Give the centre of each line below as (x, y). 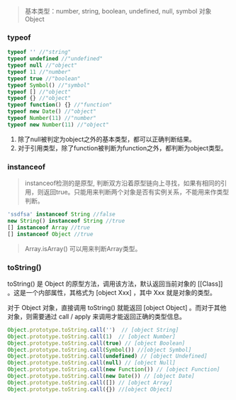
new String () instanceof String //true (66, 221)
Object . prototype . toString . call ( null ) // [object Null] (91, 363)
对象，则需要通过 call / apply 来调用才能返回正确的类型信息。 (96, 316)
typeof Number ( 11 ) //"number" (52, 118)
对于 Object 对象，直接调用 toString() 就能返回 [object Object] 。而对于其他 (117, 307)
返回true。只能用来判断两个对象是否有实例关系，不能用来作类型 (136, 192)
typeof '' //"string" (39, 52)
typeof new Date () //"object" (52, 112)
